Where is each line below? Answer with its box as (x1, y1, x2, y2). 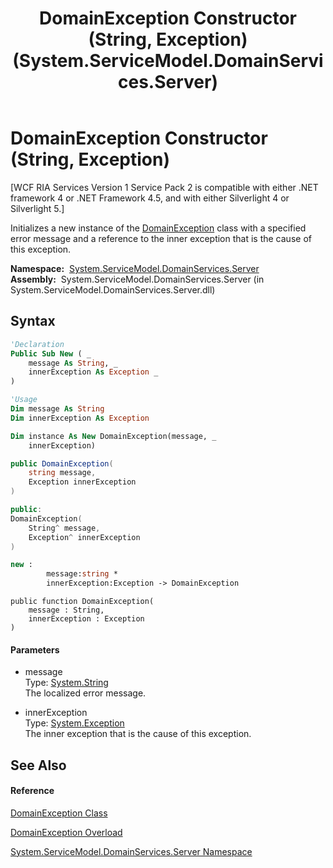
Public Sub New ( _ (10, 348, 92, 359)
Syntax (10, 313, 56, 330)
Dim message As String (10, 404, 105, 414)
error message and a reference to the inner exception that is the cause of (10, 232, 312, 244)
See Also (10, 757, 67, 774)
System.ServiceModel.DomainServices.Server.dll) (10, 283, 216, 296)
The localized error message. (24, 687, 147, 699)
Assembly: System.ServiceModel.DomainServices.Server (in (10, 273, 265, 285)
